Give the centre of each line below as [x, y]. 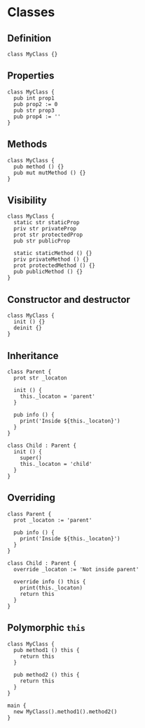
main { [17, 706]
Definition [29, 38]
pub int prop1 [34, 98]
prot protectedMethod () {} [55, 266]
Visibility [27, 201]
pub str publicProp [42, 241]
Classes [31, 12]
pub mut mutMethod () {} [50, 173]
